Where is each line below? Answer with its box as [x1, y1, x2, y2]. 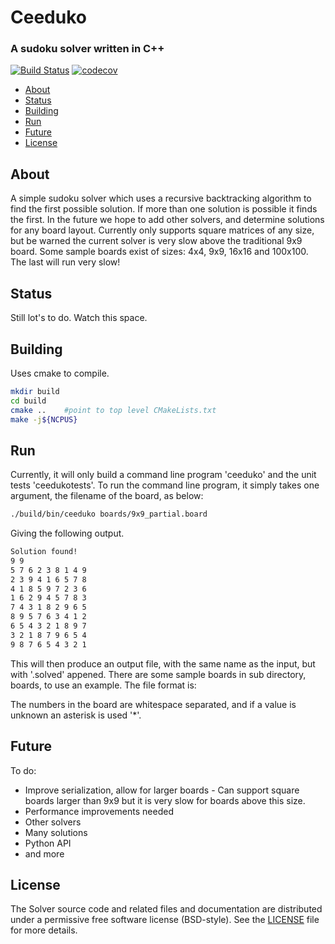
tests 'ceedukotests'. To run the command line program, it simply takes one [10, 479, 320, 491]
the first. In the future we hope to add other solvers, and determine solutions [10, 214, 325, 226]
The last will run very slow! [10, 256, 121, 268]
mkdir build [10, 386, 60, 396]
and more [24, 847, 65, 860]
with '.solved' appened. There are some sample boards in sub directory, [10, 668, 307, 680]
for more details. [10, 924, 78, 936]
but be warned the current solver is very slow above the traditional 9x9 [10, 235, 303, 247]
